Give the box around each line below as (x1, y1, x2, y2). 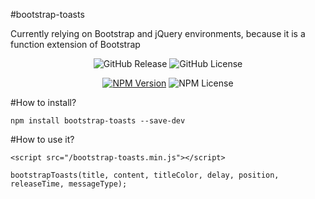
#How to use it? (10, 134, 75, 145)
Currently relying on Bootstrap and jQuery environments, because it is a (10, 28, 306, 39)
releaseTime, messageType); (10, 179, 128, 189)
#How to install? (10, 97, 77, 108)
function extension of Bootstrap (10, 39, 141, 50)
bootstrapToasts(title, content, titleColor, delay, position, (10, 170, 280, 180)
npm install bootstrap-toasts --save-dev (10, 116, 186, 126)
